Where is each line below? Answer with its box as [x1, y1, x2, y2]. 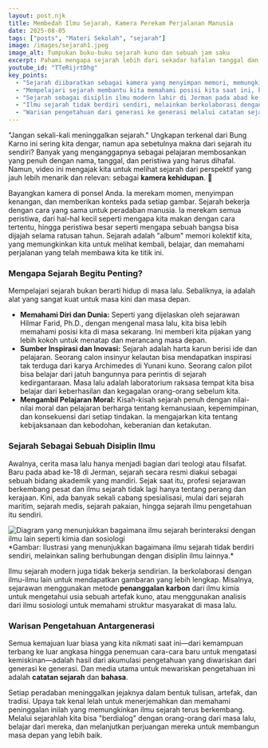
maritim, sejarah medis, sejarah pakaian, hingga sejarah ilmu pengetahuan [8, 501, 253, 510]
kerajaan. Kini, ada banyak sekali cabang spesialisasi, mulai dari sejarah [8, 493, 245, 502]
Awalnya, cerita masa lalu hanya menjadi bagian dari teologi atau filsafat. [8, 458, 247, 468]
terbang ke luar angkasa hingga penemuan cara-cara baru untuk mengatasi [8, 646, 257, 656]
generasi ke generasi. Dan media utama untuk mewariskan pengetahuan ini [8, 663, 256, 673]
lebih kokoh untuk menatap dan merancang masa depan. [19, 335, 207, 345]
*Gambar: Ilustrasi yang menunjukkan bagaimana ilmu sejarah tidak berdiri [8, 542, 254, 552]
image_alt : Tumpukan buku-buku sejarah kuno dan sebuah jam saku [8, 49, 230, 57]
